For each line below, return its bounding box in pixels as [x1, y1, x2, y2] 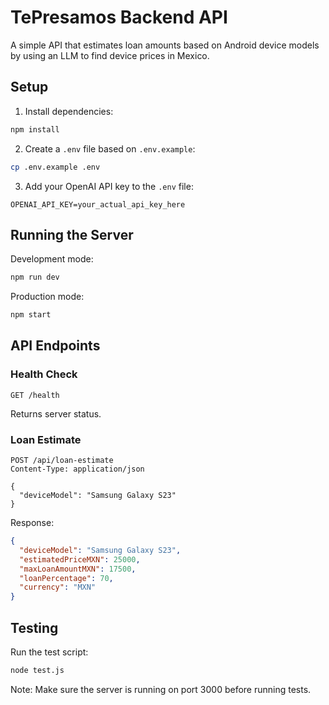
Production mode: [10, 291, 85, 303]
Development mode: [10, 253, 94, 265]
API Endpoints [10, 337, 101, 355]
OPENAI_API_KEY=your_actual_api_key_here [10, 199, 186, 210]
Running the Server [10, 226, 134, 243]
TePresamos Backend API [10, 6, 228, 29]
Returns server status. [10, 407, 102, 420]
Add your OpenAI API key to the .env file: [24, 180, 194, 192]
